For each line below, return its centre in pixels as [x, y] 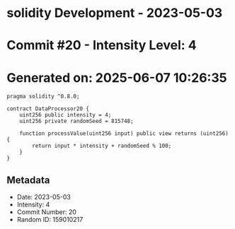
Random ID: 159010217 [50, 220]
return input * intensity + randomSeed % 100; [102, 146]
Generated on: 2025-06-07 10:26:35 [117, 77]
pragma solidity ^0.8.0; [43, 97]
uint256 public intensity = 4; [65, 115]
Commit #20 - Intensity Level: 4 [102, 46]
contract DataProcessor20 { [48, 109]
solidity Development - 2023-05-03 [115, 13]
